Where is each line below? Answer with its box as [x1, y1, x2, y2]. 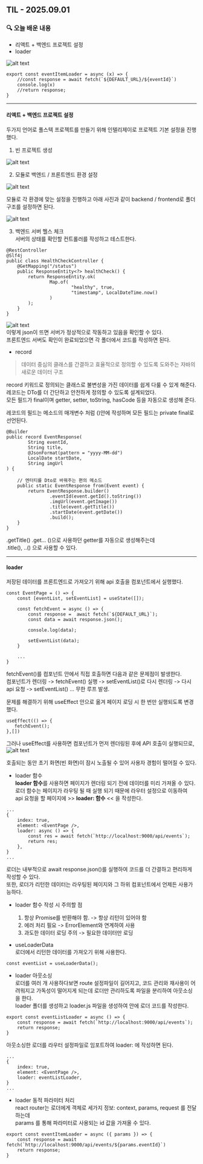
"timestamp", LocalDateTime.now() [71, 290, 158, 296]
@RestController [6, 247, 47, 253]
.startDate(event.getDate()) [49, 509, 123, 515]
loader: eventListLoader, [17, 1075, 83, 1081]
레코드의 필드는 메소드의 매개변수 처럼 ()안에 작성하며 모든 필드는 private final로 [6, 409, 195, 416]
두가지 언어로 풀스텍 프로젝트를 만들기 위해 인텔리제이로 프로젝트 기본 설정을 [6, 126, 185, 133]
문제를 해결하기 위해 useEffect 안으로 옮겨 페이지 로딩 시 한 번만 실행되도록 [6, 698, 183, 706]
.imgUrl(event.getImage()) [49, 498, 118, 504]
